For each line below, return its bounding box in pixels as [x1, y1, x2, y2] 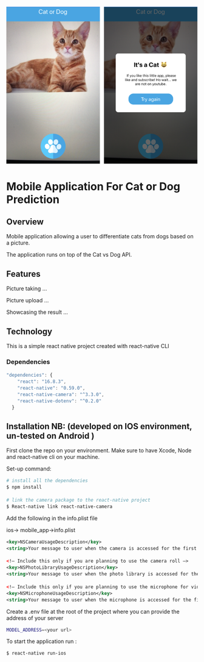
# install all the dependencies [6, 478, 88, 484]
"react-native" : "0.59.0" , [17, 385, 86, 391]
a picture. [6, 239, 30, 247]
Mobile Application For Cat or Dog [6, 179, 180, 193]
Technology [6, 326, 53, 336]
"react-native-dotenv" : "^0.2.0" [17, 397, 102, 404]
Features [6, 269, 41, 279]
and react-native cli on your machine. [6, 454, 100, 461]
